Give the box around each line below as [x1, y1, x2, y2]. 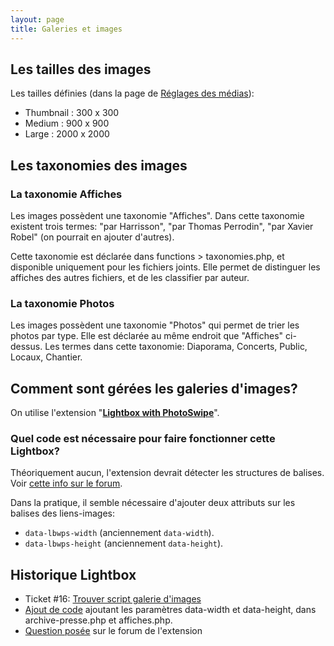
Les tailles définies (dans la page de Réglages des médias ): [10, 87, 255, 100]
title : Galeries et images [10, 24, 123, 34]
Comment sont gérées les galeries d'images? [10, 380, 298, 397]
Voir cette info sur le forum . [10, 477, 123, 490]
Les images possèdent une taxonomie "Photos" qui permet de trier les [10, 319, 300, 331]
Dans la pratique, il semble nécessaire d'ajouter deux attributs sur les [10, 497, 296, 509]
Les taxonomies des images [10, 157, 188, 174]
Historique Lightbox [10, 566, 137, 583]
